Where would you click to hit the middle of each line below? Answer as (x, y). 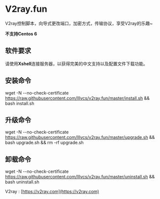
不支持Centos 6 (21, 33)
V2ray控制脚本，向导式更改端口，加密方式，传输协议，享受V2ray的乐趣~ (79, 23)
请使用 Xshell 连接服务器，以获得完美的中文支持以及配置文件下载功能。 (76, 64)
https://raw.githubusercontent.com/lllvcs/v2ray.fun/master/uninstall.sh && (80, 177)
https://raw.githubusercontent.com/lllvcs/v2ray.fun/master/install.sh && (78, 98)
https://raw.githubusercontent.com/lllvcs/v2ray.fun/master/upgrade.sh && (80, 137)
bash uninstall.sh (22, 182)
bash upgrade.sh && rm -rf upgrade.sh (44, 143)
